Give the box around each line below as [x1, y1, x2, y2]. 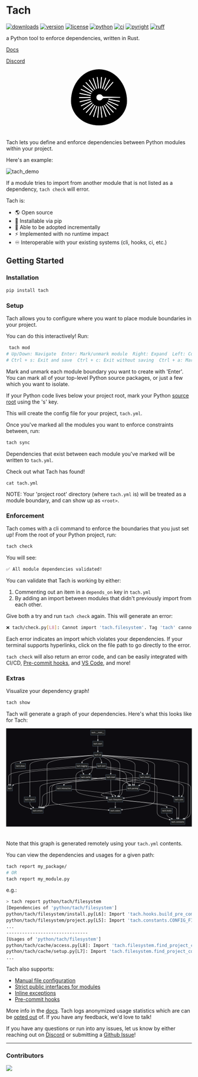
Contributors [6, 1052, 44, 1060]
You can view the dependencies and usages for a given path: [6, 851, 155, 858]
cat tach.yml [6, 480, 38, 486]
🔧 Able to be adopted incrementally [14, 223, 101, 230]
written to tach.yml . [6, 456, 54, 464]
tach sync [6, 440, 31, 446]
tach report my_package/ [6, 863, 67, 869]
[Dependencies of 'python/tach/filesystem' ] [6, 905, 117, 911]
